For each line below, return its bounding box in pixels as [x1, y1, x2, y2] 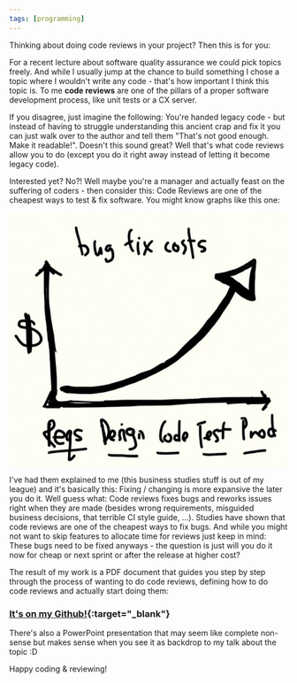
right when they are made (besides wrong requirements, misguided [9, 503, 255, 513]
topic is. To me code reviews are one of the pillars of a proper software [9, 85, 270, 96]
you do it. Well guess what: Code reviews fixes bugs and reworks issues [9, 493, 272, 503]
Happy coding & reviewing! [9, 664, 108, 674]
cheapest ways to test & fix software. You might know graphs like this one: [9, 195, 280, 205]
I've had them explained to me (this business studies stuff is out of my [9, 474, 264, 485]
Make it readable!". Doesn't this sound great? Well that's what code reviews [9, 140, 285, 150]
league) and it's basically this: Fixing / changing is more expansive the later [9, 483, 283, 495]
